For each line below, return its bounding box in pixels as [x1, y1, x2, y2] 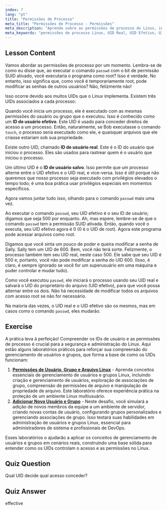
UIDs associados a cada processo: [5, 98, 76, 104]
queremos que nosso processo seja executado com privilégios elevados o [5, 175, 158, 181]
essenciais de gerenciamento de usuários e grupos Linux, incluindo [12, 372, 151, 378]
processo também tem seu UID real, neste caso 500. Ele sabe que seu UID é [5, 251, 162, 257]
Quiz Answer [5, 487, 46, 496]
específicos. [5, 185, 31, 191]
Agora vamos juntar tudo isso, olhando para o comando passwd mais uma [5, 195, 155, 201]
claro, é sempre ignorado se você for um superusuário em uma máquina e [5, 262, 157, 268]
